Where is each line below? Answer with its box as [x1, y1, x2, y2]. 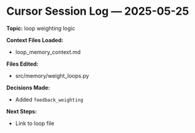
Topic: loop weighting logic [6, 25, 75, 32]
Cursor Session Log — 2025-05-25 [6, 4, 189, 18]
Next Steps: [6, 107, 37, 115]
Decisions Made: [6, 84, 50, 91]
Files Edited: [6, 60, 39, 67]
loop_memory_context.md [15, 48, 81, 56]
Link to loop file [15, 120, 55, 127]
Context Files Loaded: [6, 36, 64, 44]
